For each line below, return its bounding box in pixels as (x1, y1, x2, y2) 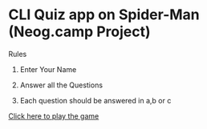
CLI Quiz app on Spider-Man (8, 6, 201, 24)
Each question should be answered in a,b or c (19, 95, 172, 105)
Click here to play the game (8, 111, 99, 121)
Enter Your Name (19, 64, 77, 74)
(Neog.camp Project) (8, 22, 151, 41)
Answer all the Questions (19, 80, 103, 90)
